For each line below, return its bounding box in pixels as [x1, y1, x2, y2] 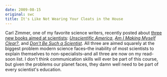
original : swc [5, 12, 35, 17]
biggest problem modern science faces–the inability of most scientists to [5, 45, 154, 52]
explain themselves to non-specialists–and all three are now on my [5, 51, 142, 57]
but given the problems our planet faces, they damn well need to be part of [5, 61, 159, 67]
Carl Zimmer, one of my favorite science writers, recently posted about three [5, 30, 162, 36]
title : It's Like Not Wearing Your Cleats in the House [5, 16, 123, 21]
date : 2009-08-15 [5, 7, 41, 12]
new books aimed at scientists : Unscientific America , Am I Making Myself [5, 35, 156, 41]
